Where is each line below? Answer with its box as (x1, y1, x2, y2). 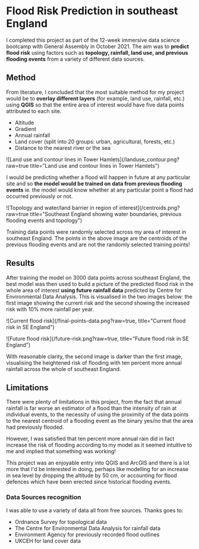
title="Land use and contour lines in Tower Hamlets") (30, 162, 160, 169)
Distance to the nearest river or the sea (14, 144, 111, 151)
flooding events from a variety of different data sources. (6, 55, 145, 62)
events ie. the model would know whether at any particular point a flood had (6, 186, 194, 193)
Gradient (14, 125, 37, 132)
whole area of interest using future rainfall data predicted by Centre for (6, 287, 182, 294)
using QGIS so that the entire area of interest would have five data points (6, 101, 184, 108)
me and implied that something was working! (6, 448, 116, 455)
